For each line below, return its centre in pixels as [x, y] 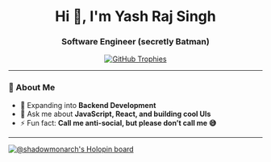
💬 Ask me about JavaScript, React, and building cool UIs [115, 114]
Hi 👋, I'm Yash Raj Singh [135, 17]
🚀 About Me [32, 88]
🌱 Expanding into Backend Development [88, 105]
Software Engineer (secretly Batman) [135, 42]
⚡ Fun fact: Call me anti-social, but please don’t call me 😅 [118, 123]
